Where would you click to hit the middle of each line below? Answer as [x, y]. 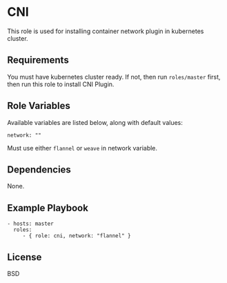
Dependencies [39, 169]
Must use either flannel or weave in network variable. [82, 148]
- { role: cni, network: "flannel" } [77, 236]
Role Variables [39, 106]
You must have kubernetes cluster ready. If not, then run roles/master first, [114, 77]
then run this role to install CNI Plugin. [61, 84]
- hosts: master [30, 224]
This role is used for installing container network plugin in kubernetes [106, 31]
